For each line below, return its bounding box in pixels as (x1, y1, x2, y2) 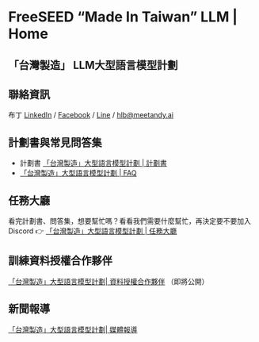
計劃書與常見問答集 (8, 136, 102, 149)
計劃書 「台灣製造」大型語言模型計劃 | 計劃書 (19, 159, 168, 168)
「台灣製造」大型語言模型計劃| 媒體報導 (8, 325, 138, 334)
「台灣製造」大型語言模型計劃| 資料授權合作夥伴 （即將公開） (8, 276, 209, 286)
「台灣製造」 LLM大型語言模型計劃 (8, 58, 178, 71)
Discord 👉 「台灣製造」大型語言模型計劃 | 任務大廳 (8, 226, 177, 236)
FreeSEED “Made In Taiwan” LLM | (8, 8, 238, 26)
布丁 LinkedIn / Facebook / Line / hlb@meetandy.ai (8, 110, 174, 120)
